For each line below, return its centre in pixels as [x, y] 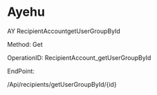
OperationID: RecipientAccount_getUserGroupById [79, 57]
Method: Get [25, 44]
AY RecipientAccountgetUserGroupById [64, 31]
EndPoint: [21, 71]
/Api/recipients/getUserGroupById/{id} [62, 84]
